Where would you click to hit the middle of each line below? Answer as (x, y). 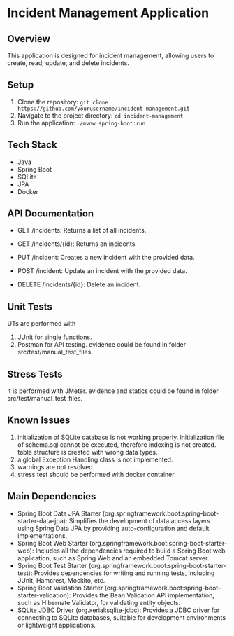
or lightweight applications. (56, 625)
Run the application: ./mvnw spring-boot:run (81, 123)
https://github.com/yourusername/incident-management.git (103, 109)
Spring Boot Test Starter (52, 565)
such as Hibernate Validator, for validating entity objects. (99, 602)
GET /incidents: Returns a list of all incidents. (82, 230)
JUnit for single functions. (54, 337)
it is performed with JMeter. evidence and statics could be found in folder (113, 391)
